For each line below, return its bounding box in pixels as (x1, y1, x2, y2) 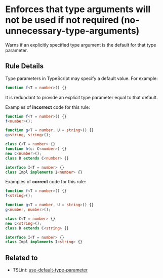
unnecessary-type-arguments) (5, 25, 140, 36)
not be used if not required (5, 14, 119, 26)
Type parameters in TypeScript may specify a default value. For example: (5, 75, 158, 82)
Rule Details (5, 62, 44, 70)
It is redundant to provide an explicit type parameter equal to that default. (5, 94, 158, 100)
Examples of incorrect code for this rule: (5, 104, 90, 110)
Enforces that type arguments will (5, 4, 151, 15)
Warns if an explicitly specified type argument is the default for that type (5, 42, 156, 48)
